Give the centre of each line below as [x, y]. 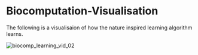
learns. [15, 33]
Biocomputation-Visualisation [82, 11]
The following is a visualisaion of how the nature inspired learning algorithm [99, 27]
